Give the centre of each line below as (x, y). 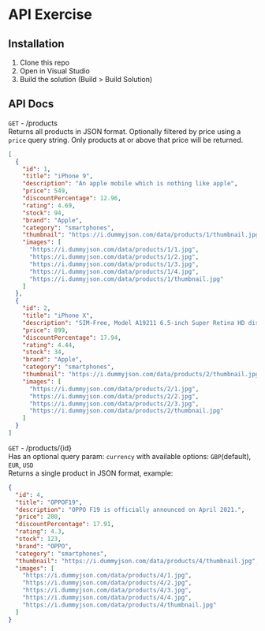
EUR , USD (21, 465)
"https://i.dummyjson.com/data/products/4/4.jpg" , (107, 598)
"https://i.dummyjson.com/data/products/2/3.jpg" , (114, 404)
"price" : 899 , (45, 330)
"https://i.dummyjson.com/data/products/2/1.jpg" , (114, 389)
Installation (36, 44)
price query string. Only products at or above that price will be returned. (126, 140)
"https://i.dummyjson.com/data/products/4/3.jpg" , (107, 590)
